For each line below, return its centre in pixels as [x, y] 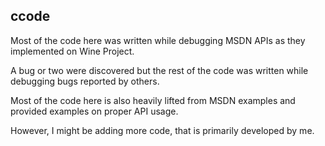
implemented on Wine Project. [72, 51]
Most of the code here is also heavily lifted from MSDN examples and [153, 100]
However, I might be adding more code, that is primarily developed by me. [162, 130]
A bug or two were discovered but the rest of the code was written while [159, 70]
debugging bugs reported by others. [85, 81]
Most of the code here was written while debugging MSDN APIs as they [158, 40]
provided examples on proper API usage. [94, 111]
